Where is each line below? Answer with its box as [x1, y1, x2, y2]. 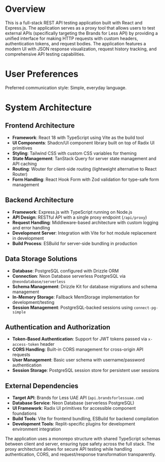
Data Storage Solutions [5, 255, 78, 263]
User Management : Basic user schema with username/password [12, 357, 145, 363]
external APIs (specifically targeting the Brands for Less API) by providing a [5, 30, 158, 36]
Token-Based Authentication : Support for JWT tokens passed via [12, 336, 147, 342]
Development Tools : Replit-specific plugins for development [12, 421, 135, 427]
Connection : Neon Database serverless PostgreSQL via [12, 273, 126, 279]
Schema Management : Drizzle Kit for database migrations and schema [12, 283, 158, 289]
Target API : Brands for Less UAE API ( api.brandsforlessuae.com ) [12, 395, 144, 401]
